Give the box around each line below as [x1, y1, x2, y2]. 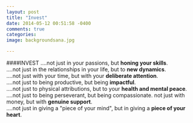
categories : [6, 32, 37, 38]
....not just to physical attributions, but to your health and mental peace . [6, 85, 188, 92]
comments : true [6, 26, 45, 32]
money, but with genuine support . [6, 98, 93, 105]
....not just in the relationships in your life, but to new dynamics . [6, 66, 166, 73]
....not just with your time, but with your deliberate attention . [6, 72, 158, 79]
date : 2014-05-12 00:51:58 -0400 [6, 20, 91, 26]
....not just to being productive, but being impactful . [6, 79, 136, 86]
